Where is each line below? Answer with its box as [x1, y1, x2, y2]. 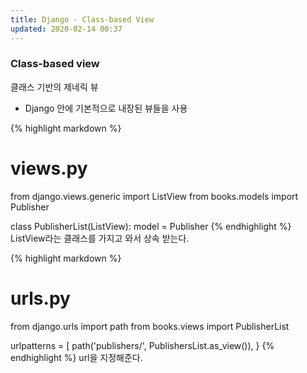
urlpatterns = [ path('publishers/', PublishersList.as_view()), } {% [10, 339, 275, 351]
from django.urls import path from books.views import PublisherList [10, 320, 290, 332]
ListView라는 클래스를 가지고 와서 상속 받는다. [10, 232, 190, 244]
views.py [10, 157, 88, 180]
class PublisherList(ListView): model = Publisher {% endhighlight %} [10, 220, 292, 232]
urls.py [10, 287, 71, 310]
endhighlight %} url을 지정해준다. [10, 351, 143, 363]
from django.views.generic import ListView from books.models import [10, 190, 299, 202]
